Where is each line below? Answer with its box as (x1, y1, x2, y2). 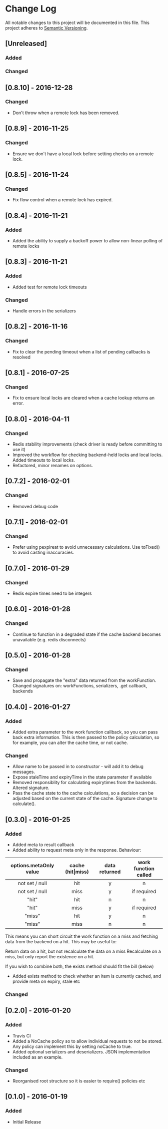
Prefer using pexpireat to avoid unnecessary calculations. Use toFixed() (12, 544, 160, 550)
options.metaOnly (10, 862, 54, 869)
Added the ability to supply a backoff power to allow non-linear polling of (12, 237, 163, 243)
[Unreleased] (5, 40, 47, 48)
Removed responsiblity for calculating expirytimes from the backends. (12, 780, 157, 786)
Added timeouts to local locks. (12, 457, 75, 463)
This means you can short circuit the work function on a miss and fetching (5, 933, 158, 939)
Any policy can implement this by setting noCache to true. (12, 1043, 132, 1049)
